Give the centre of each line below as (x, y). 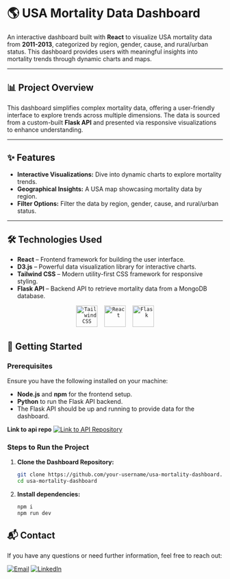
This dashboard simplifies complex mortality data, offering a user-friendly (111, 108)
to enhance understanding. (45, 129)
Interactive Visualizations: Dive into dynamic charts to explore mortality (119, 174)
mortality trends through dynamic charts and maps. (79, 58)
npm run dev (34, 513)
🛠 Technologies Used (55, 239)
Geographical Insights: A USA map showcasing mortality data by (109, 189)
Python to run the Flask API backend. (70, 402)
